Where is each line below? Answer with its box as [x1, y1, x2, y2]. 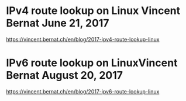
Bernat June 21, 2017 [6, 16, 109, 30]
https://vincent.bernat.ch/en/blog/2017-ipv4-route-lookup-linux [6, 36, 160, 43]
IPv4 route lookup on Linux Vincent [6, 4, 181, 18]
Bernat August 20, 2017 [6, 69, 123, 82]
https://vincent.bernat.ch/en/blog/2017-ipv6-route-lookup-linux [6, 88, 160, 95]
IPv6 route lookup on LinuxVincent [6, 57, 178, 69]
